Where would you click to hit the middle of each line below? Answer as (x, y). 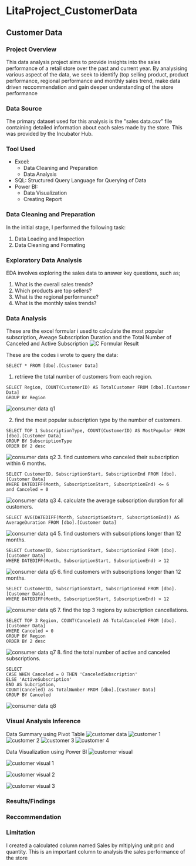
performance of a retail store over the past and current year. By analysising (97, 68)
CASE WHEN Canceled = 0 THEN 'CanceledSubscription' (72, 674)
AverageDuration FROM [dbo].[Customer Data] (61, 523)
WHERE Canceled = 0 (30, 631)
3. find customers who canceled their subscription (118, 457)
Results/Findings (31, 801)
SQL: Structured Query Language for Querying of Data (80, 180)
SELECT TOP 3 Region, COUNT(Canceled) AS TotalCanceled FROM (82, 621)
